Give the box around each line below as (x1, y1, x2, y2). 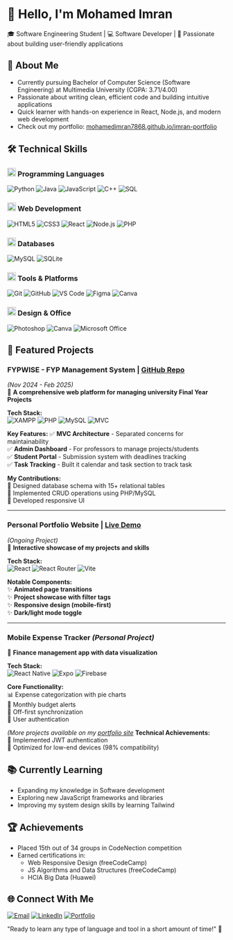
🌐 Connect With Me (7, 893, 94, 905)
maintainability (7, 437, 49, 446)
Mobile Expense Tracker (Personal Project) (7, 632, 155, 642)
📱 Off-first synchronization (7, 707, 83, 716)
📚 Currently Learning (7, 764, 103, 776)
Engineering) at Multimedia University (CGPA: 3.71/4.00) (17, 85, 178, 94)
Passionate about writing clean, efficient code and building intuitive (17, 93, 209, 101)
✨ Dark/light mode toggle (7, 608, 83, 616)
